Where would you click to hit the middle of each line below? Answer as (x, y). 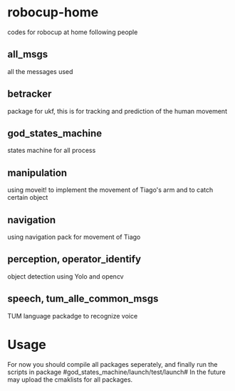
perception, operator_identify (74, 259)
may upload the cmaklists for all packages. (70, 379)
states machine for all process (52, 151)
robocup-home (53, 12)
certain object (28, 198)
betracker (30, 94)
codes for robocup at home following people (73, 32)
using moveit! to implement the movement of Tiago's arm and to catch (110, 190)
